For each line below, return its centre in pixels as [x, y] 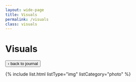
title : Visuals [21, 15]
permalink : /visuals [27, 19]
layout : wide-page [25, 10]
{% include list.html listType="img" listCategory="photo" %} [68, 74]
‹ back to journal [23, 64]
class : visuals [21, 24]
